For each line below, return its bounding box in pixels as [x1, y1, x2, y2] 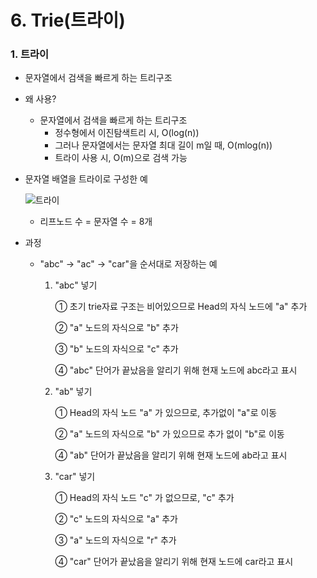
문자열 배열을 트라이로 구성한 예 [24, 173, 148, 185]
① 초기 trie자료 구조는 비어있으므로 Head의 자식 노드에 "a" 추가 [54, 301, 308, 313]
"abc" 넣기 [54, 279, 98, 291]
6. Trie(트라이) [10, 9, 126, 32]
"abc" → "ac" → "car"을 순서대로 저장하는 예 [39, 258, 218, 270]
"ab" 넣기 [54, 386, 93, 398]
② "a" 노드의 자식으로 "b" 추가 [54, 322, 179, 334]
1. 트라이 [10, 47, 50, 61]
